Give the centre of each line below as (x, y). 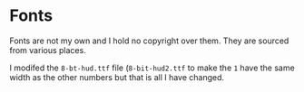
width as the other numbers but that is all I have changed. (117, 77)
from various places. (48, 50)
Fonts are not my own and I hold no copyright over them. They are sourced (149, 41)
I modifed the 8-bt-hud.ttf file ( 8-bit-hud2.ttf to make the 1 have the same (152, 68)
